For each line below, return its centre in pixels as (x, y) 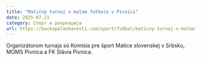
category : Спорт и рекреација (44, 23)
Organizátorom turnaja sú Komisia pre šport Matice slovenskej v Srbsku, (96, 46)
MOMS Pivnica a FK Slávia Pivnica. (50, 52)
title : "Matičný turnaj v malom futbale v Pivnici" (72, 12)
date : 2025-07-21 (28, 17)
